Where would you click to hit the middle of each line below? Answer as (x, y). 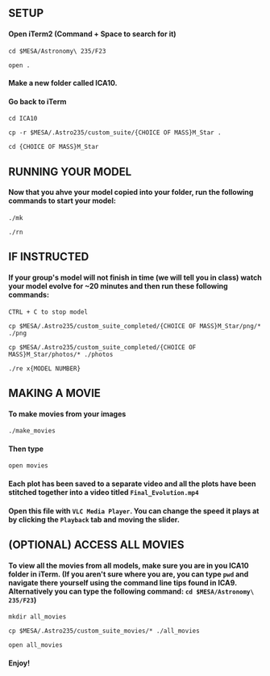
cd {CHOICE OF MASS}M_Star (54, 147)
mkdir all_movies (37, 617)
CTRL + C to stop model (48, 312)
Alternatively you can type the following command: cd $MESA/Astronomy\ (131, 591)
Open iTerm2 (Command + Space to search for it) (92, 34)
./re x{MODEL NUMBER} (45, 368)
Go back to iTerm (37, 101)
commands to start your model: (62, 201)
